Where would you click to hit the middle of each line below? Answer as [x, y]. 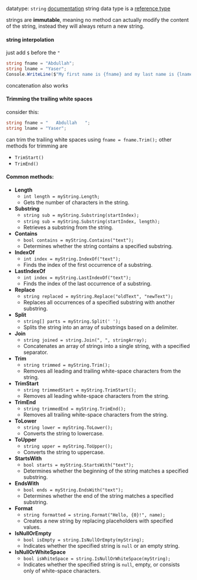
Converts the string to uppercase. [64, 452]
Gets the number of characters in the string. [76, 202]
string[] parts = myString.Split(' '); [72, 321]
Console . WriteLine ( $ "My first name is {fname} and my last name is [90, 74]
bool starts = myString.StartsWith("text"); [79, 465]
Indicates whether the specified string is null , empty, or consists [101, 564]
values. [32, 527]
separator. [36, 352]
